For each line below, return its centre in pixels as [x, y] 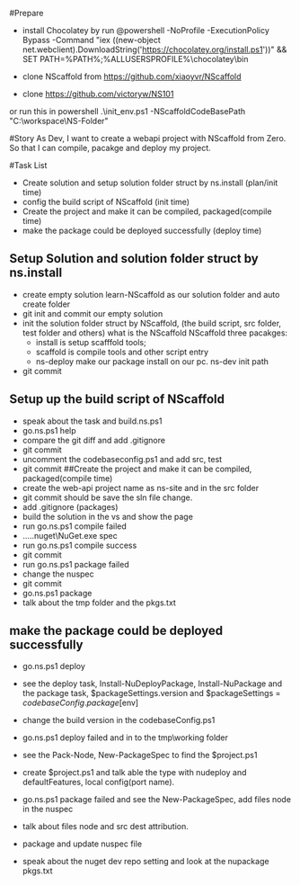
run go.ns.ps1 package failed [75, 564]
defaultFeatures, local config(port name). [98, 782]
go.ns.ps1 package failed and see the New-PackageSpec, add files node [157, 800]
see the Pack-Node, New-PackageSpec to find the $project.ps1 [140, 755]
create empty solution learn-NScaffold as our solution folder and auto [151, 294]
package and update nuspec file [82, 844]
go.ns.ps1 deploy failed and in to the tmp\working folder [125, 737]
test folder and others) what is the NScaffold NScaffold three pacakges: [155, 333]
